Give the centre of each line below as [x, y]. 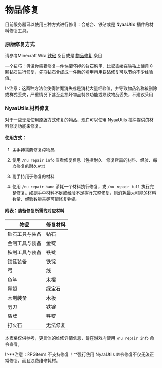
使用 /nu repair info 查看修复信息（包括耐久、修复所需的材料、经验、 [82, 160]
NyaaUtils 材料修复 [27, 108]
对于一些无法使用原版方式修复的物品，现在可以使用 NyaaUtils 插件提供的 [77, 120]
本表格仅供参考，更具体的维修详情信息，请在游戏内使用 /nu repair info [77, 338]
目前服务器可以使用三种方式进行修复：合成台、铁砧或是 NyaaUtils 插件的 [77, 24]
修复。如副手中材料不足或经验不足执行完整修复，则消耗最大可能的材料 [86, 193]
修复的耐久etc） [32, 166]
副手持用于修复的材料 [33, 176]
